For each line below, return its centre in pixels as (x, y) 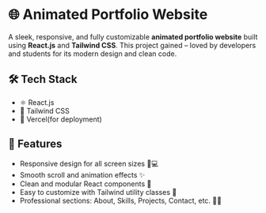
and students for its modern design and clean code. (93, 54)
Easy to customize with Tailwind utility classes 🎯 (98, 192)
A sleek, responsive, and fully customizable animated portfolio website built (133, 36)
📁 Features (35, 144)
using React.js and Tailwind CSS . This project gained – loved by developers (132, 45)
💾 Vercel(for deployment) (61, 119)
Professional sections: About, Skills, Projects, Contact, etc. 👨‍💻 (120, 200)
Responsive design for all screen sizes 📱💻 (89, 163)
